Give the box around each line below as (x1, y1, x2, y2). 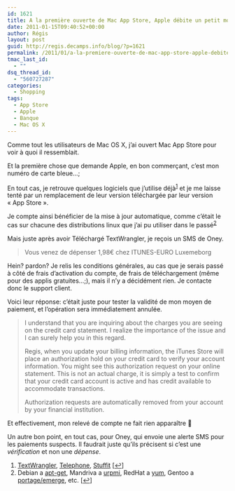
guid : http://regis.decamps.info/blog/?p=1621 (7, 43, 145, 50)
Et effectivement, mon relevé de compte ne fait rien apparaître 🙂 (7, 419, 192, 427)
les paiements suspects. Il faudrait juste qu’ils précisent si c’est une (7, 440, 201, 448)
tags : (7, 95, 23, 102)
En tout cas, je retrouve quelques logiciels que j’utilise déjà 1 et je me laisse (7, 182, 221, 192)
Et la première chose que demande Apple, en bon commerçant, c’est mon (7, 161, 220, 170)
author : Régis (7, 29, 49, 37)
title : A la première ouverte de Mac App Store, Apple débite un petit (7, 17, 220, 24)
